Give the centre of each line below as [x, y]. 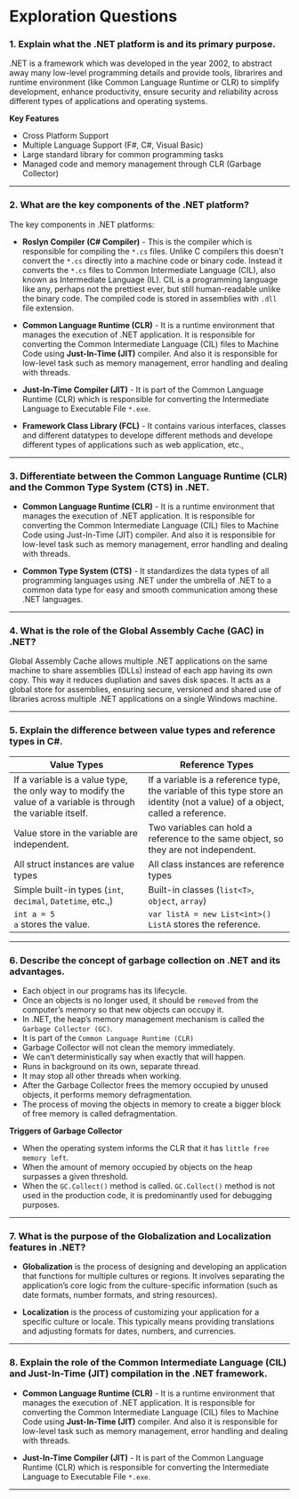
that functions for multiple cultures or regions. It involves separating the [153, 1276]
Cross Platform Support [65, 136]
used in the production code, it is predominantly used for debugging [147, 1195]
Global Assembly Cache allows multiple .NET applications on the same [138, 661]
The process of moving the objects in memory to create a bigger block [152, 1104]
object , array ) [178, 900]
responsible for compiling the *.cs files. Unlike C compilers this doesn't [153, 251]
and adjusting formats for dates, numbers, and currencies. [129, 1331]
